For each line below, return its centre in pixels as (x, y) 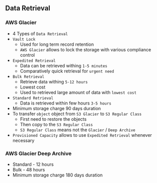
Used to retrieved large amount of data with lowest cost (78, 92)
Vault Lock (24, 39)
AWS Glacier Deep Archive (38, 153)
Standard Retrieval (33, 98)
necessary (23, 140)
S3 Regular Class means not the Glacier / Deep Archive (78, 130)
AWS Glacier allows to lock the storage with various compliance (86, 49)
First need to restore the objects (53, 119)
